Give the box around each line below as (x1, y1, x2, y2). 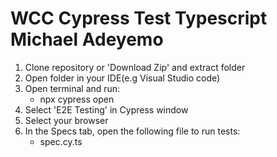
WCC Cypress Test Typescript (10, 7, 268, 30)
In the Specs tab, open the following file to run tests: (24, 125, 241, 137)
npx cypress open (39, 93, 115, 105)
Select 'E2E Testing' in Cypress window (24, 103, 189, 116)
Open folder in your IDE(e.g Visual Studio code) (24, 72, 221, 84)
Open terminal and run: (24, 82, 121, 94)
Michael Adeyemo (10, 28, 164, 51)
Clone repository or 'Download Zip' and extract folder (24, 61, 246, 73)
